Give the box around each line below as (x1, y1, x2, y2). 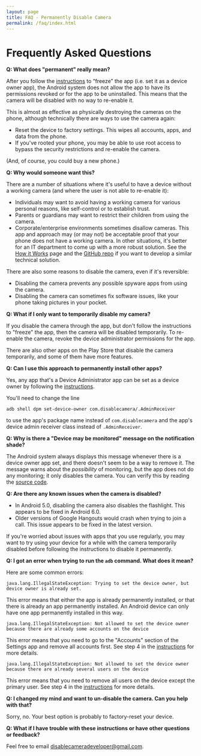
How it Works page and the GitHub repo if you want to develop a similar (14, 250, 193, 257)
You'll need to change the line (6, 395, 80, 402)
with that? (6, 701, 32, 708)
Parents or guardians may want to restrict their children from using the (14, 211, 189, 219)
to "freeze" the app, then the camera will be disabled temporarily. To (6, 329, 176, 336)
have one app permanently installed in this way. (6, 609, 124, 616)
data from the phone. (14, 133, 68, 140)
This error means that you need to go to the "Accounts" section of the (6, 637, 179, 644)
